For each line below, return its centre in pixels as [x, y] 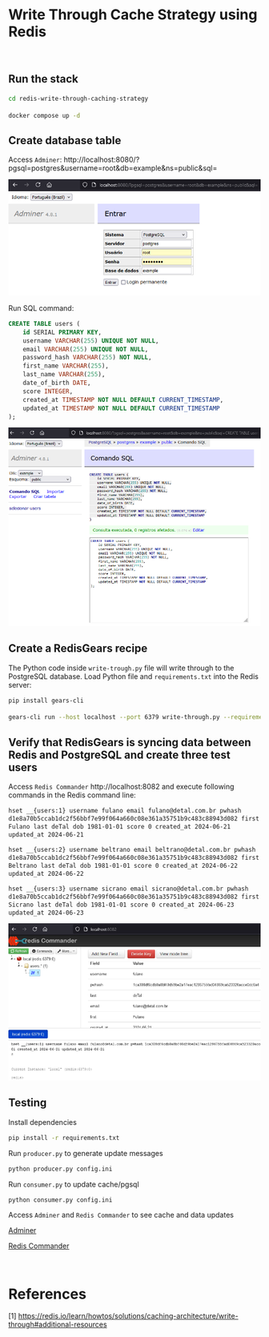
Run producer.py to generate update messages [86, 1153]
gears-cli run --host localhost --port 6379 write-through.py [114, 717]
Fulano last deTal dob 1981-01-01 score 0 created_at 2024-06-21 [119, 827]
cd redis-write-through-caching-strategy [78, 98]
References [47, 1294]
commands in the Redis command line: [72, 795]
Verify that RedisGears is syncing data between [130, 742]
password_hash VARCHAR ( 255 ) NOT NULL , [87, 358]
